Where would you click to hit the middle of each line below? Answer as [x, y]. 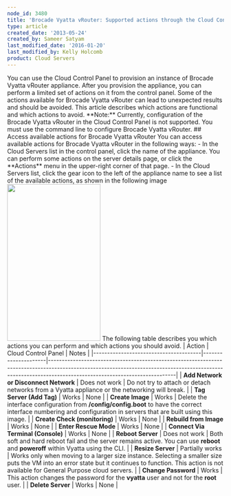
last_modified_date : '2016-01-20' [57, 45]
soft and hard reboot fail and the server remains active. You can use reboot [114, 441]
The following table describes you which [159, 338]
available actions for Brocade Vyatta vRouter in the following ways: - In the [113, 144]
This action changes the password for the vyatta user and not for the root [112, 477]
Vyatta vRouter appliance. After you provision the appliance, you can [104, 85]
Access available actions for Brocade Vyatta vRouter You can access [105, 136]
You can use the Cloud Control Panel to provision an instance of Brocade [110, 78]
